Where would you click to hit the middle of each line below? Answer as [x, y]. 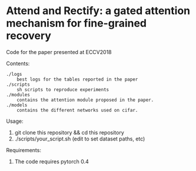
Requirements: [24, 150]
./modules [18, 95]
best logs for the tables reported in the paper [77, 79]
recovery [29, 36]
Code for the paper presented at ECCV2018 [59, 52]
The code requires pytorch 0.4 [52, 161]
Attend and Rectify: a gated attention [98, 11]
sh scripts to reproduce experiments [63, 89]
